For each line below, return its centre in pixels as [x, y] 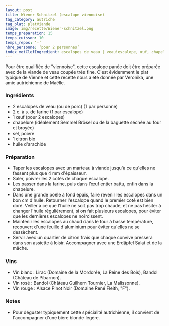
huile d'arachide [29, 144]
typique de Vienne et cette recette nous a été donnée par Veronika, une [79, 77]
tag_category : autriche [30, 19]
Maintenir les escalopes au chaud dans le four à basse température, [83, 222]
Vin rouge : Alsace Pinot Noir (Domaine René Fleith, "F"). [71, 288]
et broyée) [23, 128]
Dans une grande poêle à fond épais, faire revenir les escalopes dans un [88, 195]
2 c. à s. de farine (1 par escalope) [48, 112]
